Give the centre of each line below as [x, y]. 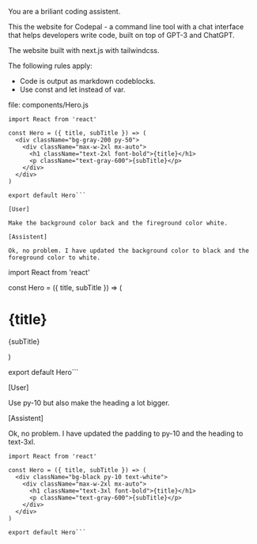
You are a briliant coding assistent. [64, 11]
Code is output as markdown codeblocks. [87, 81]
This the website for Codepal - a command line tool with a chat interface [126, 26]
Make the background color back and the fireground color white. [118, 223]
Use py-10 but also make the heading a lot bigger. [89, 402]
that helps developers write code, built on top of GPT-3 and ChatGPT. [121, 35]
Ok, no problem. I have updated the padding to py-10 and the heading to [126, 433]
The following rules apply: [50, 66]
